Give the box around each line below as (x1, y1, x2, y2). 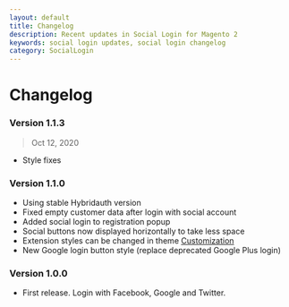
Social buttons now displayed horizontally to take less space (21, 226, 245, 236)
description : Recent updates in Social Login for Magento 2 (9, 30, 239, 38)
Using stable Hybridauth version (21, 197, 141, 208)
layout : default (9, 13, 70, 22)
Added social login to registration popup (21, 216, 171, 226)
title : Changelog (9, 21, 74, 30)
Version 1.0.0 (9, 267, 68, 279)
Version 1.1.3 (9, 117, 65, 130)
